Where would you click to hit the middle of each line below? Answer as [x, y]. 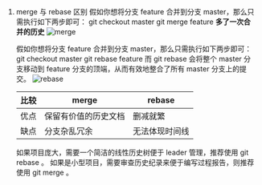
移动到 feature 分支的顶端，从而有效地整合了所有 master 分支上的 [131, 69]
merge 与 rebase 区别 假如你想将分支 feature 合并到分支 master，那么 [131, 12]
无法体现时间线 [161, 131]
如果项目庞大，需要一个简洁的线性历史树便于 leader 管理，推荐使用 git [132, 152]
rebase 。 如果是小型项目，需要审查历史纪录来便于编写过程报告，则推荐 [135, 162]
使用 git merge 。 [45, 172]
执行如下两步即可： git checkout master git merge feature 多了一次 [133, 22]
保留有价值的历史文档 [84, 116]
